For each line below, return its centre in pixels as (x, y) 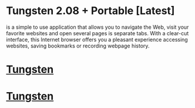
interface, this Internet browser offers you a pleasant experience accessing (97, 39)
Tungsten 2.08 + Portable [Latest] (90, 11)
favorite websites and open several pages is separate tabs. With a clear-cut (97, 33)
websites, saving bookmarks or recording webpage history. (78, 46)
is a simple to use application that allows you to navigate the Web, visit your (97, 27)
